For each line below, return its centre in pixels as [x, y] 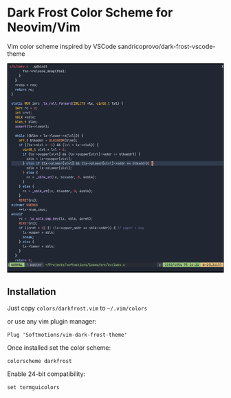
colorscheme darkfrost [40, 362]
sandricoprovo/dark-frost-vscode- [167, 46]
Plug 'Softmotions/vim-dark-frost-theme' [67, 335]
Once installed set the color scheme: [59, 348]
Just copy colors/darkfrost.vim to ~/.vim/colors [77, 308]
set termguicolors [33, 388]
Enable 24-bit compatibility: [46, 374]
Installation [32, 292]
